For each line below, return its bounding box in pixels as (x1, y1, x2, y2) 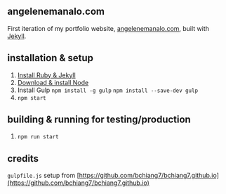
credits (7, 153, 39, 164)
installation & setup (7, 52, 93, 64)
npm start (17, 94, 47, 101)
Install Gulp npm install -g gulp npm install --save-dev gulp (17, 86, 199, 94)
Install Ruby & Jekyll (17, 70, 76, 79)
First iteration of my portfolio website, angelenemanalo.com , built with (7, 24, 209, 32)
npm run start (17, 134, 59, 141)
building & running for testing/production (7, 114, 191, 126)
